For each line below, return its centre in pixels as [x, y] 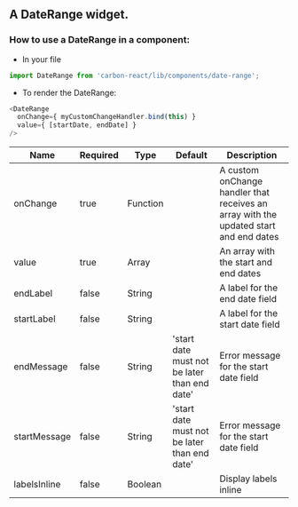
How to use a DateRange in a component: [100, 40]
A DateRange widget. [69, 15]
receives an [243, 203]
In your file [42, 59]
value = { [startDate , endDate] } [77, 125]
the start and [246, 263]
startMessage [43, 437]
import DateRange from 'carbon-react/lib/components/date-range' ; [134, 75]
